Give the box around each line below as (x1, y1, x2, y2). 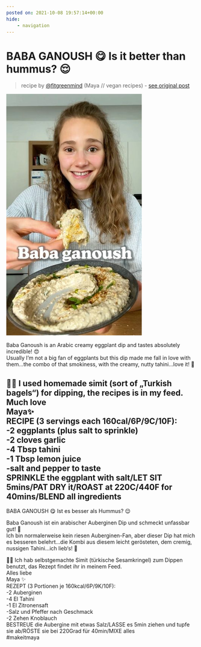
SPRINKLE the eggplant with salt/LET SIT (6, 473, 162, 483)
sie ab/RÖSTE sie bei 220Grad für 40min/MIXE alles (6, 628, 135, 635)
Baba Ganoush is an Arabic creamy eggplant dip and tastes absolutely (6, 342, 181, 349)
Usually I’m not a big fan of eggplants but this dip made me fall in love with (6, 354, 191, 362)
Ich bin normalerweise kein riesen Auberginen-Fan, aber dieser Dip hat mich (6, 532, 196, 540)
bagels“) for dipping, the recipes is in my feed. (6, 387, 184, 398)
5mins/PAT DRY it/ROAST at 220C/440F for (6, 482, 173, 492)
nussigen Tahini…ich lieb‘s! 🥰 (6, 545, 78, 552)
